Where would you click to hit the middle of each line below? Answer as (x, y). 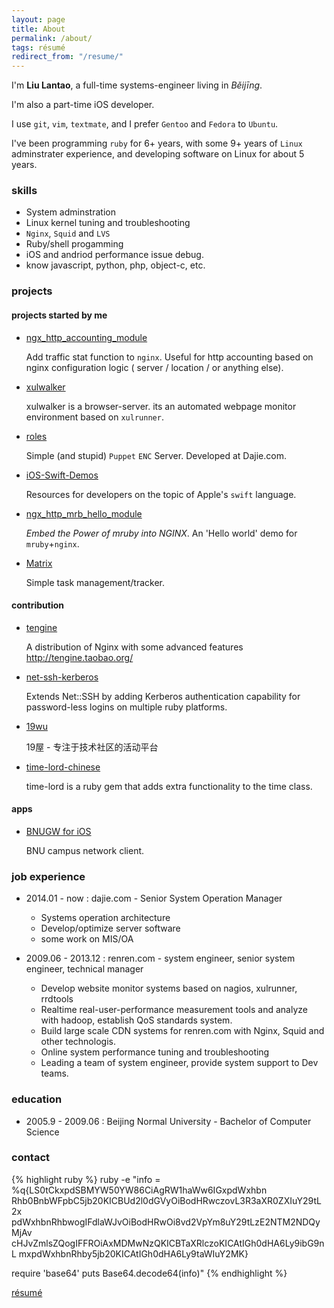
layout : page (38, 19)
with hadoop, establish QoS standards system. (136, 1020)
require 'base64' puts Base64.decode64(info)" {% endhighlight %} (149, 1273)
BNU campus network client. (85, 850)
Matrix (39, 563)
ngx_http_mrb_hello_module (84, 513)
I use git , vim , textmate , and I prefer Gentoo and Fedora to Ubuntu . (145, 124)
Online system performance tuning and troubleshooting (155, 1052)
